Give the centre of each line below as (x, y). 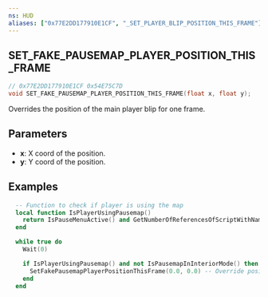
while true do (39, 242)
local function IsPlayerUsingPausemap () (83, 212)
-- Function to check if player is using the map (99, 205)
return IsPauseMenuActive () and (76, 220)
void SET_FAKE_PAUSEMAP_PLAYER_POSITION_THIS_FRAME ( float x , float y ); (130, 94)
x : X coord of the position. (63, 153)
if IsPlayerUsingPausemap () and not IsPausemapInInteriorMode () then (141, 263)
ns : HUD (21, 16)
